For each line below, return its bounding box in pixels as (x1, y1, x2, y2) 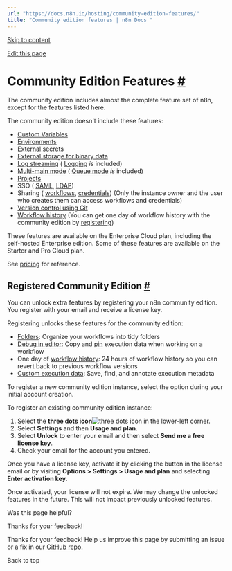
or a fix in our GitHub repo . (7, 543, 83, 551)
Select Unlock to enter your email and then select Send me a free (17, 432, 205, 440)
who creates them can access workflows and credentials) (17, 197, 182, 205)
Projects (17, 174, 42, 183)
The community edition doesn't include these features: (7, 117, 164, 125)
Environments (17, 138, 57, 146)
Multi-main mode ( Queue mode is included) (17, 167, 144, 175)
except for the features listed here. (7, 103, 106, 111)
